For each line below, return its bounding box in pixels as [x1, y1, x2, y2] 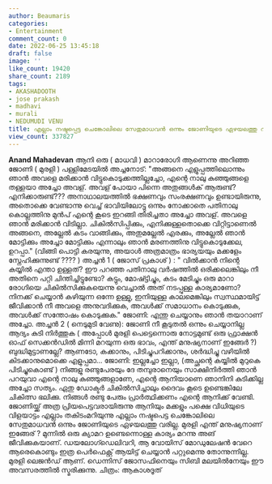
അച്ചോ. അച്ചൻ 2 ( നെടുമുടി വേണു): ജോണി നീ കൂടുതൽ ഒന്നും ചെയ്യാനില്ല [8, 319, 244, 328]
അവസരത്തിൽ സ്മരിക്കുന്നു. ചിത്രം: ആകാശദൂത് [8, 465, 162, 474]
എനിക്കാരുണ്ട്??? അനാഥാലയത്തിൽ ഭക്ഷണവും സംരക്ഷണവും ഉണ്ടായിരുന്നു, [8, 191, 261, 201]
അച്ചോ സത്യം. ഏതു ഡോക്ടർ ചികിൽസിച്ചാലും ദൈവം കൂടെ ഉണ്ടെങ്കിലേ [8, 383, 242, 392]
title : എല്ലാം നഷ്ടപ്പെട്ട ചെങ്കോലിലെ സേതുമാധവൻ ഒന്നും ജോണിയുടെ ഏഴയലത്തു [8, 125, 257, 133]
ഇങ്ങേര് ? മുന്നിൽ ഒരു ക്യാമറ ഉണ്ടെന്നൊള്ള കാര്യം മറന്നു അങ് [8, 428, 216, 438]
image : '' [8, 58, 42, 66]
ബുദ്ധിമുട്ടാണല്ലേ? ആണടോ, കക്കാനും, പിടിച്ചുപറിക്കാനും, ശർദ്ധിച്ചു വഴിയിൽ [8, 346, 250, 356]
